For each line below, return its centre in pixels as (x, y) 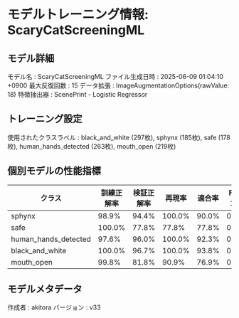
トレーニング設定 (45, 119)
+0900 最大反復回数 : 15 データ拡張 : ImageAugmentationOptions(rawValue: (118, 85)
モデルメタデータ (45, 289)
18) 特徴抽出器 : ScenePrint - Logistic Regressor (78, 94)
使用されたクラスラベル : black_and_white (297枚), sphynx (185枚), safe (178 (119, 137)
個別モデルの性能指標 (54, 171)
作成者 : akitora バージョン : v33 (54, 307)
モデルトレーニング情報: (78, 15)
